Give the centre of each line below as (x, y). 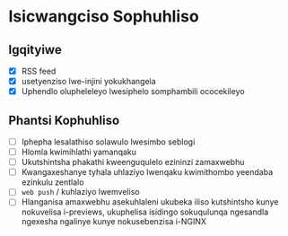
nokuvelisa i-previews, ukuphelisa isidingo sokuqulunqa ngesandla (145, 212)
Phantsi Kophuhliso (64, 120)
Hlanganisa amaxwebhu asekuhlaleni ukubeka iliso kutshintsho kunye (150, 202)
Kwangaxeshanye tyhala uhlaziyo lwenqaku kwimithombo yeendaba (147, 172)
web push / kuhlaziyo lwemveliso (80, 192)
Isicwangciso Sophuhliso (104, 17)
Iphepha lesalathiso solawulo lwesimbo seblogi (108, 142)
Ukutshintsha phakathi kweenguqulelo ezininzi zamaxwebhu (133, 162)
